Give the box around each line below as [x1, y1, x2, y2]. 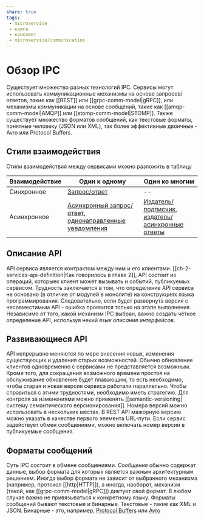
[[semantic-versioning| [125, 395, 183, 402]
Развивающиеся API [6, 334, 87, 344]
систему [6, 402, 29, 409]
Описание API [6, 248, 62, 259]
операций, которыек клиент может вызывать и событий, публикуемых [6, 278, 190, 285]
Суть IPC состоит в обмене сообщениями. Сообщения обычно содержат [6, 462, 196, 469]
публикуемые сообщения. [6, 427, 75, 435]
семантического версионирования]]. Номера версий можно [29, 402, 188, 409]
